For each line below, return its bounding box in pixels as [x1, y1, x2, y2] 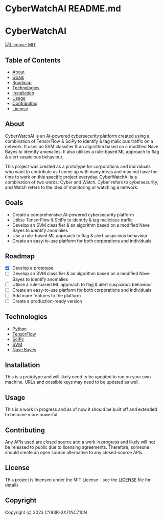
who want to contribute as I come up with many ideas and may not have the [5, 168, 158, 175]
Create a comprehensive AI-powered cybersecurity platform [12, 212, 134, 217]
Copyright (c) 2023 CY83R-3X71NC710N [5, 509, 87, 515]
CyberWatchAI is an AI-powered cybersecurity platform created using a [5, 133, 150, 139]
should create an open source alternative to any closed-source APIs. [5, 450, 143, 455]
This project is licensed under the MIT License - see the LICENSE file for [5, 477, 151, 483]
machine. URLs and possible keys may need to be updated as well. [5, 379, 140, 385]
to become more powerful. [5, 412, 59, 418]
